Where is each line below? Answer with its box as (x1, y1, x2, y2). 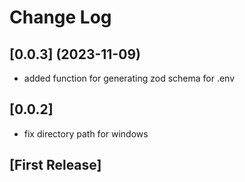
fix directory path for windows (23, 127, 149, 140)
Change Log (9, 6, 112, 29)
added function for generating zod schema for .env (23, 72, 236, 84)
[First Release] (9, 157, 102, 174)
